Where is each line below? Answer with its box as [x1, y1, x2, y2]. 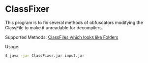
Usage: [5, 43, 20, 49]
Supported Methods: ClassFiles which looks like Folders [5, 34, 118, 40]
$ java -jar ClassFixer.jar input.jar [5, 53, 85, 58]
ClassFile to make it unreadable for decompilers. [5, 24, 103, 30]
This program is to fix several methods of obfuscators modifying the [5, 20, 144, 25]
